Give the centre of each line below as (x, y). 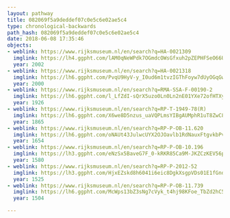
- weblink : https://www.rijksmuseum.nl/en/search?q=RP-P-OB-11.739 (105, 186)
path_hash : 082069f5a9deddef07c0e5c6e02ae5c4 (73, 33)
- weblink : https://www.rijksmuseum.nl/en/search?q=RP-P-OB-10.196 (105, 147)
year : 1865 (29, 122)
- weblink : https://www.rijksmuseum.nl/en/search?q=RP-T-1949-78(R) (107, 109)
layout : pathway (30, 13)
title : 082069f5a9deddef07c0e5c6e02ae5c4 (67, 20)
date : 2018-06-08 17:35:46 (46, 39)
